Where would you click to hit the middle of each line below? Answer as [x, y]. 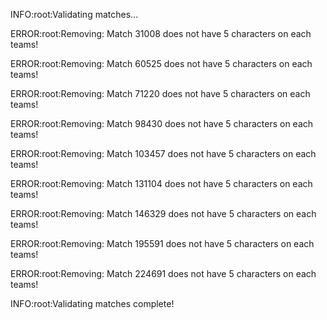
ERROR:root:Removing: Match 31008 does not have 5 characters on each [161, 33]
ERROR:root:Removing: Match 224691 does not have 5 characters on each [163, 273]
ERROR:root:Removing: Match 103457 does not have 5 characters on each [163, 153]
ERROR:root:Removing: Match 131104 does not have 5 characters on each [161, 183]
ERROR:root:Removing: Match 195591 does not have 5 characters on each [162, 243]
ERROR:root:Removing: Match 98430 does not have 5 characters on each [162, 123]
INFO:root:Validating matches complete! [92, 303]
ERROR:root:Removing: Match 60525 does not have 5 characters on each [161, 63]
